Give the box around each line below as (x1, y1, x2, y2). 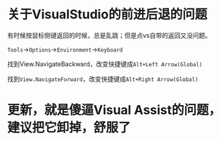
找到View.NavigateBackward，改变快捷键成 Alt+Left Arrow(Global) (7, 59, 203, 68)
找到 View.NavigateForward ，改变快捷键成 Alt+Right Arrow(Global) (7, 75, 198, 83)
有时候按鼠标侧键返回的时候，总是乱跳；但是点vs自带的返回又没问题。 (7, 31, 212, 39)
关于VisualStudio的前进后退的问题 (7, 6, 208, 23)
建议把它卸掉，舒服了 (7, 120, 132, 136)
